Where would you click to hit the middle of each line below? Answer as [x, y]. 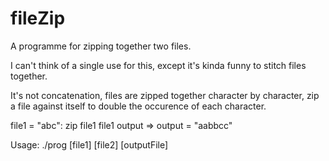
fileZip [38, 18]
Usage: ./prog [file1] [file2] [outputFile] [89, 144]
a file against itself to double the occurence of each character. [138, 106]
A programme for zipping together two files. [101, 46]
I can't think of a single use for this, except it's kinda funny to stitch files [158, 65]
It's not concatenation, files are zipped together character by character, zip [165, 95]
